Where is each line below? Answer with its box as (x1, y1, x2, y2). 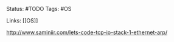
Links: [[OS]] (6, 17, 38, 24)
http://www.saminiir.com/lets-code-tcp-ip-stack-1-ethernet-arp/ (6, 29, 168, 36)
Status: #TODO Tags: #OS (6, 5, 72, 12)
